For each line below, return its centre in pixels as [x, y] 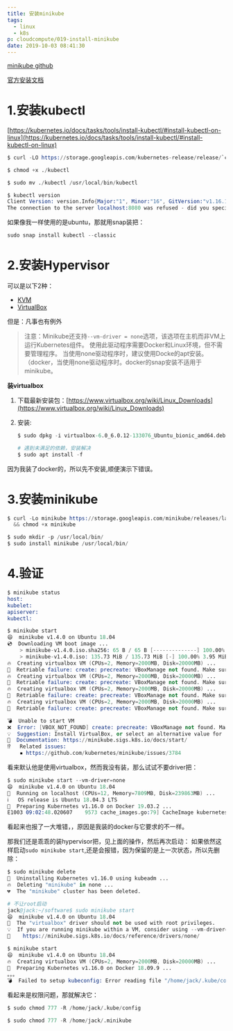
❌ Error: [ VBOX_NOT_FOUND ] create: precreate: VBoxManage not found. [112, 727]
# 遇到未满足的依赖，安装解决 [54, 448]
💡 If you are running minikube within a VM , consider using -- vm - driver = [118, 930]
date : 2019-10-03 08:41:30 [46, 46]
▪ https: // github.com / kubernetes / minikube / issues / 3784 [101, 753]
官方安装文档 [25, 80]
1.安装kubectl [46, 111]
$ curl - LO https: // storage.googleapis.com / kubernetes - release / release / [114, 157]
